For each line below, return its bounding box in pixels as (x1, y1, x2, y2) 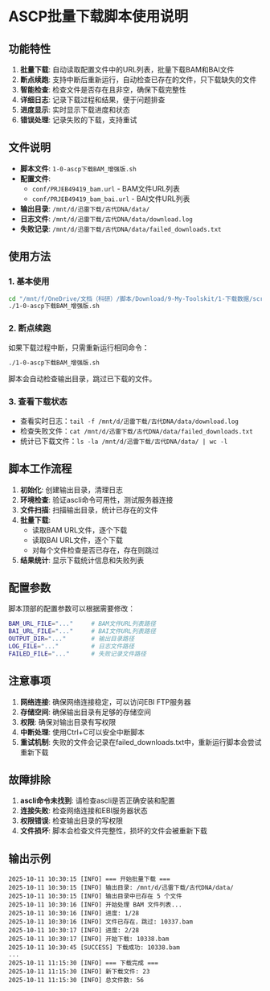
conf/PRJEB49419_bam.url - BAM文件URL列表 (31, 183, 181, 193)
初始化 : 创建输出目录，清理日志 (19, 484, 123, 495)
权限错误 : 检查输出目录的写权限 (19, 816, 123, 825)
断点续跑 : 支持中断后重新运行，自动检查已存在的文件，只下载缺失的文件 (19, 75, 257, 84)
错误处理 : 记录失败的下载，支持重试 (19, 115, 137, 125)
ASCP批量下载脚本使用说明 (8, 7, 189, 26)
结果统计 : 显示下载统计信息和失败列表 (19, 555, 145, 565)
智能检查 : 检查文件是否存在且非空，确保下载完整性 (19, 85, 186, 94)
